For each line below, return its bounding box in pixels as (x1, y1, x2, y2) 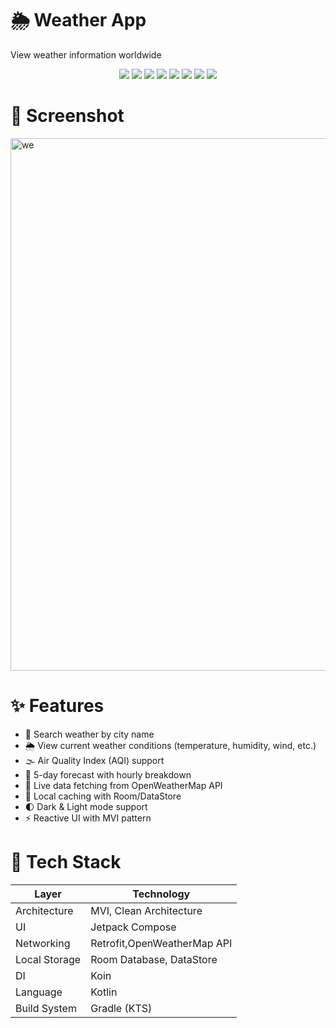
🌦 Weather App (10, 9, 147, 32)
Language (15, 985, 63, 999)
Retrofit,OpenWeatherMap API (90, 936, 233, 950)
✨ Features (10, 695, 105, 717)
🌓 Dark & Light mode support (24, 800, 148, 812)
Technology (132, 887, 191, 901)
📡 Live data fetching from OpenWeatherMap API (24, 779, 223, 791)
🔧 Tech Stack (10, 851, 122, 873)
